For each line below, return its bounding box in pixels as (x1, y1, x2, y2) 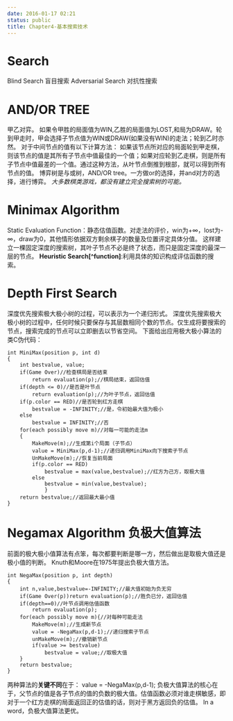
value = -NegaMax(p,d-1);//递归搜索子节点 (32, 629, 149, 636)
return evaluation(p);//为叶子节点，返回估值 (32, 391, 155, 398)
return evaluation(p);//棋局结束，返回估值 (32, 376, 150, 383)
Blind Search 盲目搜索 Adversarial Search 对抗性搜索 (7, 77, 158, 85)
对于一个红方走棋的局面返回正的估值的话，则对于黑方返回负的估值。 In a (7, 698, 214, 706)
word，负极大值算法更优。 (7, 706, 83, 715)
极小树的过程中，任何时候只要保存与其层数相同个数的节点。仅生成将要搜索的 (7, 318, 226, 326)
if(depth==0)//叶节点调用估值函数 (19, 600, 110, 608)
